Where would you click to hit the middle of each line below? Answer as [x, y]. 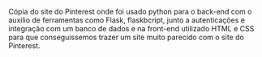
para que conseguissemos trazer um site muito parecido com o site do [127, 37]
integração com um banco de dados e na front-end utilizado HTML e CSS [131, 28]
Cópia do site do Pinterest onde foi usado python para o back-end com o [130, 12]
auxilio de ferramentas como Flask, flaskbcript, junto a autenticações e [127, 20]
